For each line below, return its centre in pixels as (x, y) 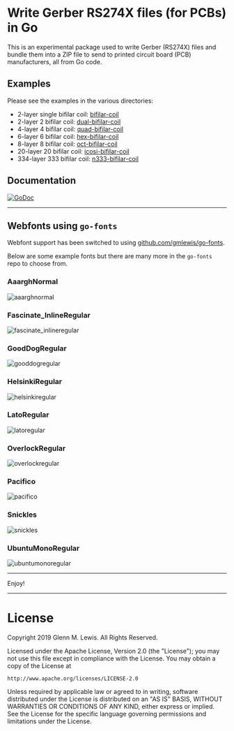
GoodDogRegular (37, 348)
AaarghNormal (33, 282)
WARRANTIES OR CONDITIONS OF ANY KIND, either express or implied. (111, 706)
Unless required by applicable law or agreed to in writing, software (103, 691)
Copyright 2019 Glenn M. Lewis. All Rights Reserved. (83, 637)
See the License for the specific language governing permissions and (107, 714)
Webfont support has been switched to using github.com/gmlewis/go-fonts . (116, 243)
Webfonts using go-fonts (62, 226)
